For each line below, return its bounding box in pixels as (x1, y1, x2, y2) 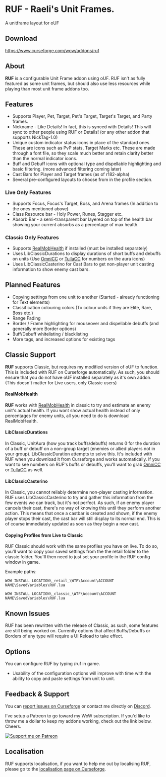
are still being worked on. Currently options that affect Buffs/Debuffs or (5, 628, 151, 634)
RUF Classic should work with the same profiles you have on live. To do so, (5, 543, 159, 549)
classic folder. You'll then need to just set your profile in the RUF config (5, 554, 150, 560)
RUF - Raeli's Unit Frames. (5, 3, 115, 15)
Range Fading (12, 315, 41, 321)
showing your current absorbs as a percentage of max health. (12, 221, 139, 227)
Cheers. (5, 723, 21, 729)
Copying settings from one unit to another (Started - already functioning (12, 294, 160, 300)
